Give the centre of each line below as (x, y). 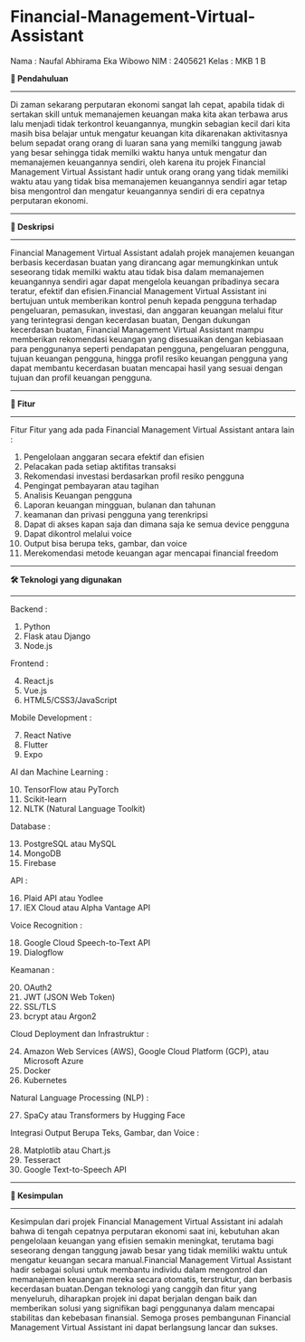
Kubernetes (45, 1080)
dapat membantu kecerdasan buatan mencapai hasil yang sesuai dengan (147, 367)
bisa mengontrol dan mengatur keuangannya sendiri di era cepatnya (138, 191)
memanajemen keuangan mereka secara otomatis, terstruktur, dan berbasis (151, 1279)
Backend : (29, 609)
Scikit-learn (45, 799)
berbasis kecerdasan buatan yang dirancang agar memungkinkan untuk (144, 262)
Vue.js (35, 690)
